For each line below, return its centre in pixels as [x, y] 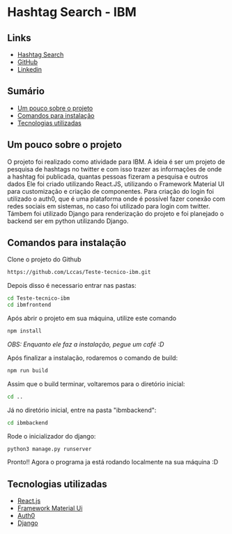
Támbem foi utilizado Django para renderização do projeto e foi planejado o [116, 213]
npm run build [28, 370]
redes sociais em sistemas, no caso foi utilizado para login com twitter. [109, 206]
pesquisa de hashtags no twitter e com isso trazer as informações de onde [115, 169]
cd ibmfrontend [29, 305]
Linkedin [30, 69]
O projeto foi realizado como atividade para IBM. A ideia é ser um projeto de [116, 162]
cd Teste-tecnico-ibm [39, 298]
